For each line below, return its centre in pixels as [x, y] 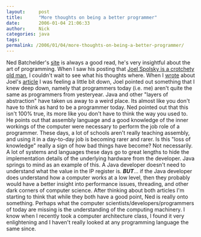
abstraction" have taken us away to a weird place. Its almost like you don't [98, 100]
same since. [21, 229]
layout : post [28, 12]
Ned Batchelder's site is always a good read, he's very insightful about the [98, 62]
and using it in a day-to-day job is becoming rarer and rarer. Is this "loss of [98, 139]
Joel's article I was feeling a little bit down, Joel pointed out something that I [100, 81]
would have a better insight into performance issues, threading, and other [97, 183]
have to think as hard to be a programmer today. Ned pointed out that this [97, 107]
